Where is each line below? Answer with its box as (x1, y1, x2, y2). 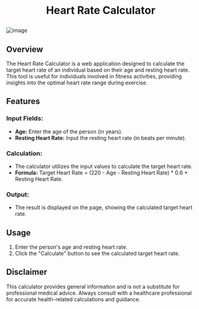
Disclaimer (6, 267, 47, 277)
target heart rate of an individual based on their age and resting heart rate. (6, 66, 190, 74)
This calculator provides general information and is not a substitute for (6, 283, 180, 290)
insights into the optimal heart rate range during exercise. (6, 79, 148, 86)
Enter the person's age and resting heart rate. (14, 243, 128, 251)
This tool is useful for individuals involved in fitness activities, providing (6, 73, 182, 79)
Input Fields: (6, 114, 44, 123)
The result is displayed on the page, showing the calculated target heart (14, 204, 193, 211)
